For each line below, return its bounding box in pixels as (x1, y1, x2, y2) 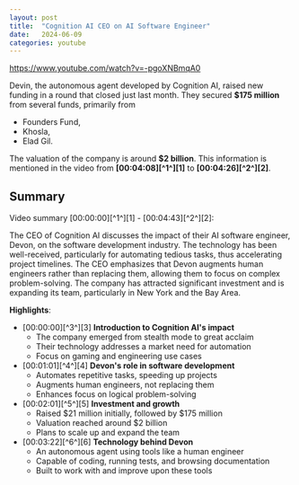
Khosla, (22, 127, 51, 137)
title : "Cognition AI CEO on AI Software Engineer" (9, 22, 211, 31)
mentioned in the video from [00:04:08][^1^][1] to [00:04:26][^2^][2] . (9, 163, 271, 173)
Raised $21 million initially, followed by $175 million (35, 408, 223, 419)
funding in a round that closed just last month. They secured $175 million (9, 90, 280, 101)
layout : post (9, 13, 58, 22)
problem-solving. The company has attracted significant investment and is (9, 278, 285, 288)
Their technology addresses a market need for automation (35, 341, 251, 352)
